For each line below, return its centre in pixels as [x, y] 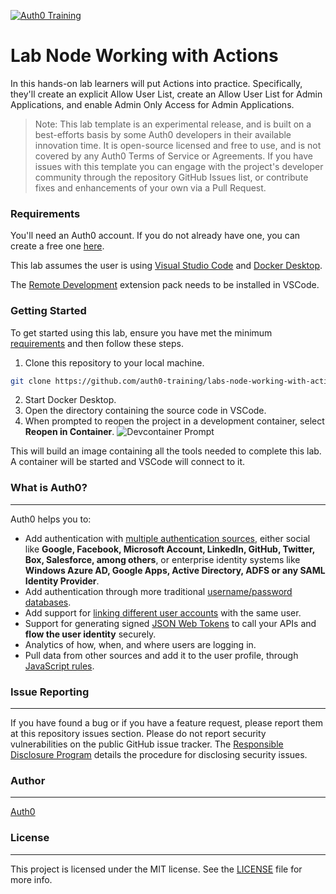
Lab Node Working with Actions [144, 56]
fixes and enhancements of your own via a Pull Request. [150, 187]
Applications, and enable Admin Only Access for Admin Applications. [152, 104]
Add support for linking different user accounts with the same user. [163, 612]
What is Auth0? [49, 488]
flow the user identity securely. [90, 634]
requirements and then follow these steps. [97, 343]
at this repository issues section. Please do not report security [138, 733]
